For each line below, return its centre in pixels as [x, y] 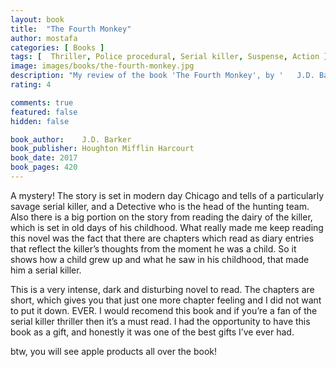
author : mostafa [44, 38]
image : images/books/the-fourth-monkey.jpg [102, 66]
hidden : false [40, 121]
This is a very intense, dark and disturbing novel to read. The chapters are [162, 289]
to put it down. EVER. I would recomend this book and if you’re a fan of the [164, 310]
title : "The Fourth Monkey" [71, 29]
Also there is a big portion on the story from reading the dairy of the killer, [161, 217]
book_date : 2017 [44, 158]
